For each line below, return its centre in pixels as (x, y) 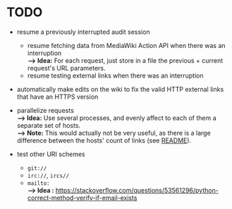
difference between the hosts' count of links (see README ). (104, 140)
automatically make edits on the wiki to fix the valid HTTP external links (120, 89)
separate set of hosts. (49, 125)
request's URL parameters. (67, 68)
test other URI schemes (51, 154)
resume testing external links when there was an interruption (115, 76)
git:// (37, 168)
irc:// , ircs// (48, 175)
